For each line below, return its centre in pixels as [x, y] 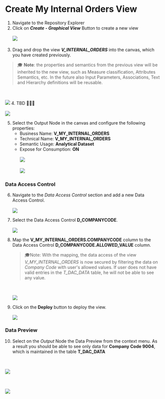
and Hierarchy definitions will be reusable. [60, 82]
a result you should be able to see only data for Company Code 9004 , [84, 346]
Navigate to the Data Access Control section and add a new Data [78, 195]
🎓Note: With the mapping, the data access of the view [81, 255]
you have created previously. [42, 55]
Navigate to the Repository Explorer [48, 23]
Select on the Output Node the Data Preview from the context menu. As [85, 341]
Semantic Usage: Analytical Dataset [57, 144]
